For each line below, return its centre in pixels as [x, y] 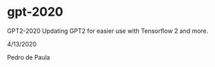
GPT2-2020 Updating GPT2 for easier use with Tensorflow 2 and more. [108, 31]
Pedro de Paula [28, 57]
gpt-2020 [35, 12]
